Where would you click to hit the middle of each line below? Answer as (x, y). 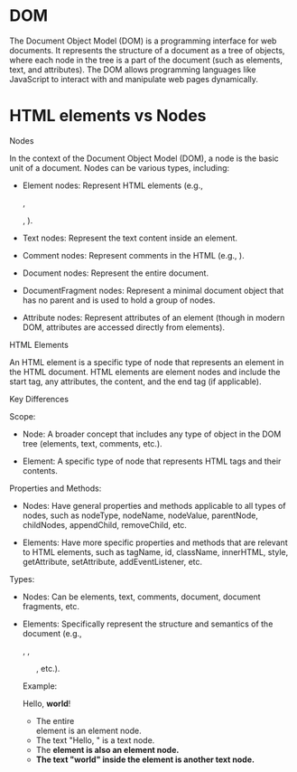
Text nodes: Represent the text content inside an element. (130, 238)
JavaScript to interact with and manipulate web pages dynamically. (134, 79)
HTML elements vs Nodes (108, 116)
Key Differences (39, 399)
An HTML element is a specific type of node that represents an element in (147, 362)
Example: (40, 686)
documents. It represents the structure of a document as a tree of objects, (147, 50)
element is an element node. (88, 730)
